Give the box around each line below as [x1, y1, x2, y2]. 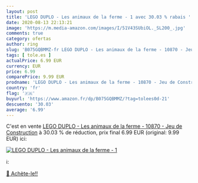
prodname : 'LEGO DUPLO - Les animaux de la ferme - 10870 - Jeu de [6, 80, 176, 86]
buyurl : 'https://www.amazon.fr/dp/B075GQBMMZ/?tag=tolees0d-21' [6, 96, 170, 101]
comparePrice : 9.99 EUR [6, 74, 65, 80]
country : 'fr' [6, 85, 41, 91]
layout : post [6, 8, 38, 15]
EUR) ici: [6, 135, 27, 143]
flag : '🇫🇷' [6, 90, 35, 96]
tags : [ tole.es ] [6, 52, 51, 58]
